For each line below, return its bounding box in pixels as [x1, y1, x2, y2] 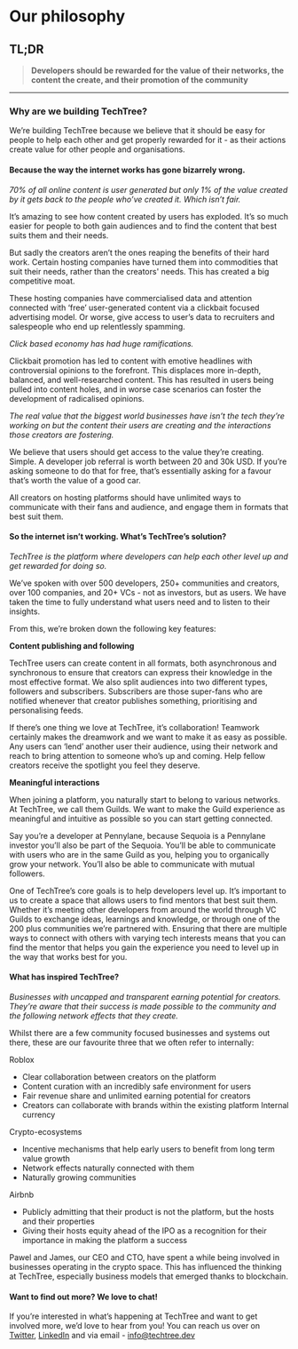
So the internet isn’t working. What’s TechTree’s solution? [9, 531, 227, 542]
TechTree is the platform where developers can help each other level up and [9, 551, 288, 562]
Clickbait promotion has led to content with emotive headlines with [9, 355, 253, 366]
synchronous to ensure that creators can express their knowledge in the [9, 667, 273, 677]
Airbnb [9, 1189, 35, 1200]
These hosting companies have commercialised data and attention [9, 292, 253, 303]
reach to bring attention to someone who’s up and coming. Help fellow [9, 750, 266, 761]
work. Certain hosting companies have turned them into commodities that [9, 256, 278, 267]
